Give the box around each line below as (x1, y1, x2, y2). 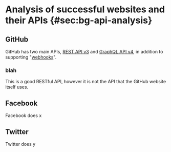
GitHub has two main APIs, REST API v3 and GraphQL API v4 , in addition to (5, 49, 163, 54)
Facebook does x (5, 112, 42, 119)
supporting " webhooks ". (5, 54, 57, 60)
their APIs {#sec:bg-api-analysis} (5, 14, 153, 26)
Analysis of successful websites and (5, 4, 165, 15)
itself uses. (5, 84, 29, 90)
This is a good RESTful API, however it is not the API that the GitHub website (5, 79, 166, 85)
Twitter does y (5, 141, 36, 147)
